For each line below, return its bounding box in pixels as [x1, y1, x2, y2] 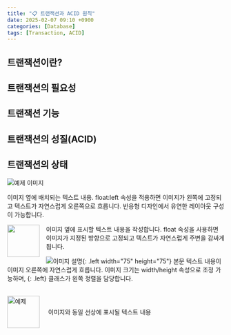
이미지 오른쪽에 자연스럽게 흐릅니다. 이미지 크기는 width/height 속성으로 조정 [7, 265, 214, 274]
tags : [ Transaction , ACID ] [7, 29, 85, 37]
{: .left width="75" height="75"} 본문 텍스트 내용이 [82, 256, 222, 265]
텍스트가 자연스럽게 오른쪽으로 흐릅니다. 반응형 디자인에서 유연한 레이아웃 [14, 201, 212, 210]
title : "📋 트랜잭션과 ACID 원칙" [7, 10, 95, 17]
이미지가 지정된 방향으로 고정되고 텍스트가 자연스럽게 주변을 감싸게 [46, 234, 225, 242]
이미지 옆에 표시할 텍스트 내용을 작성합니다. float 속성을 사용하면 [46, 225, 219, 233]
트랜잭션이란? [7, 57, 63, 68]
